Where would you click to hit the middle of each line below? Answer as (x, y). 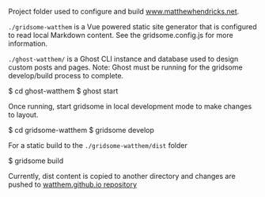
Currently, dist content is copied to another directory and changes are (122, 176)
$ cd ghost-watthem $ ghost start (63, 91)
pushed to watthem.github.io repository (72, 184)
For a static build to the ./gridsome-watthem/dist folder (98, 145)
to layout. (23, 115)
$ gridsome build (36, 161)
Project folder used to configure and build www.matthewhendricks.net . (124, 11)
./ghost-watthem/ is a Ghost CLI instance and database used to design (123, 59)
